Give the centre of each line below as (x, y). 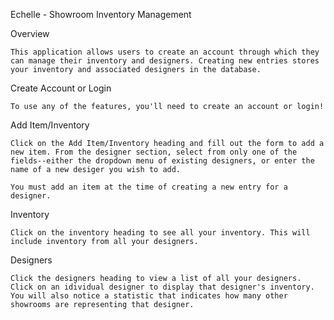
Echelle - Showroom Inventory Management (101, 14)
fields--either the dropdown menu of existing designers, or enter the (162, 161)
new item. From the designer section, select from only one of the (154, 152)
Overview (30, 33)
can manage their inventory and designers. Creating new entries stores (165, 61)
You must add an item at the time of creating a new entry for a (149, 187)
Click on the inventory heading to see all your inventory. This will (160, 233)
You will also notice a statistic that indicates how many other (149, 296)
